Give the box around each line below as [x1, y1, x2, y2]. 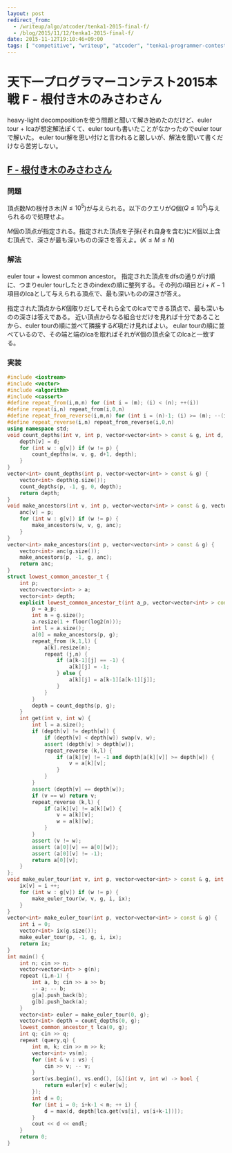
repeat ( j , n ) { [43, 650, 88, 658]
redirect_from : [7, 17, 51, 24]
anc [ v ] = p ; [19, 509, 54, 516]
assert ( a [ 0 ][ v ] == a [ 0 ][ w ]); [32, 843, 119, 850]
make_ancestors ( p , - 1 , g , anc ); [19, 554, 113, 561]
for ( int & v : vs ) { [32, 1056, 95, 1063]
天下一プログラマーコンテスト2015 [7, 74, 206, 90]
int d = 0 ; [32, 1095, 64, 1102]
